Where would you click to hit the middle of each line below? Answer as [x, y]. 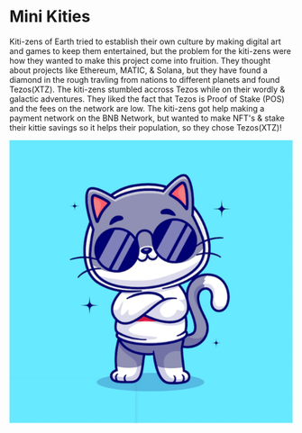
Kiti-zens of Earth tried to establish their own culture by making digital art [145, 41]
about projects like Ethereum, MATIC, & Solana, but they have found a [138, 70]
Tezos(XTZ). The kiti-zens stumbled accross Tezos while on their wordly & [147, 89]
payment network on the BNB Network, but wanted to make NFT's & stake [147, 118]
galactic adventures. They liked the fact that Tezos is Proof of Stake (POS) [147, 99]
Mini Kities [50, 17]
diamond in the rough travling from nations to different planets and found [145, 79]
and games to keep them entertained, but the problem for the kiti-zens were [150, 50]
